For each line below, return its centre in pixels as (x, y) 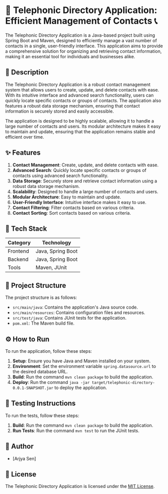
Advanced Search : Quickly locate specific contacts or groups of (79, 170)
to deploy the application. (81, 387)
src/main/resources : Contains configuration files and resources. (79, 313)
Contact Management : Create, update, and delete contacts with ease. (86, 165)
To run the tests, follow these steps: (42, 415)
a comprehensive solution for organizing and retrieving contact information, (83, 51)
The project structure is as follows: (41, 298)
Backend (18, 259)
